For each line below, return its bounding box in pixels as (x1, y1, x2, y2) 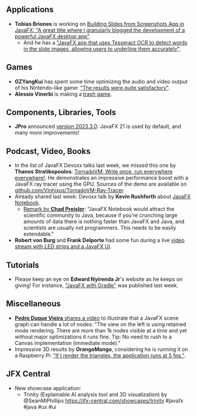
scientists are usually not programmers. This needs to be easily (23, 224, 176, 232)
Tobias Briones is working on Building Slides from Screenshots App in (14, 20, 185, 27)
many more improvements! (14, 129, 80, 136)
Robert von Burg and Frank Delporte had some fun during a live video (14, 237, 185, 244)
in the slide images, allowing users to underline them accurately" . (23, 45, 181, 52)
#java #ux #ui (23, 403, 57, 410)
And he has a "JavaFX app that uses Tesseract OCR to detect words (23, 39, 188, 46)
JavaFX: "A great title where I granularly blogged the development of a (14, 26, 185, 33)
